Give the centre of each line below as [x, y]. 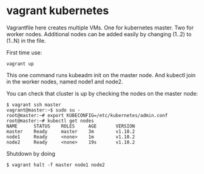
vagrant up [20, 64]
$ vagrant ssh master [34, 105]
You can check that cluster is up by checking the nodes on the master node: [102, 93]
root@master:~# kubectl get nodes [50, 121]
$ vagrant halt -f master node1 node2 [56, 165]
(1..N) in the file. [26, 40]
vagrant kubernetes [58, 11]
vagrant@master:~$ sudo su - [43, 110]
